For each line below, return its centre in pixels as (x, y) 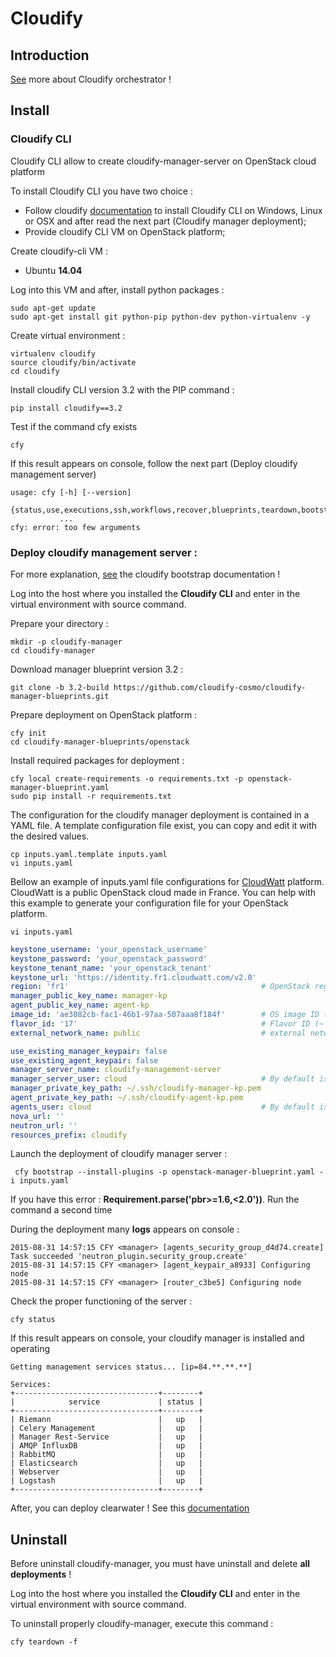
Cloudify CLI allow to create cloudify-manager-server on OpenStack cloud (163, 161)
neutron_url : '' (44, 1125)
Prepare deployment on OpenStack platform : (104, 714)
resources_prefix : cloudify (69, 1135)
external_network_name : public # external (158, 1033)
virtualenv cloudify (53, 353)
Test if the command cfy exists (74, 426)
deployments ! (41, 1574)
